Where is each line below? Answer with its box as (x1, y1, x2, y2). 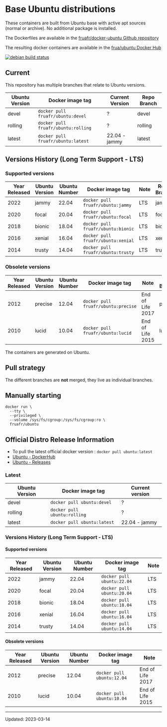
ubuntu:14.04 (101, 626, 132, 631)
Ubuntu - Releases (12, 459, 51, 465)
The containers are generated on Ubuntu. (5, 349, 90, 355)
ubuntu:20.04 (101, 590, 132, 596)
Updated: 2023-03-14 (5, 716, 51, 722)
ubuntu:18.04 (101, 602, 132, 608)
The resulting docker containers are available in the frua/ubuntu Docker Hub (5, 44, 162, 50)
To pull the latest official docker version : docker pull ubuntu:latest (12, 449, 153, 455)
